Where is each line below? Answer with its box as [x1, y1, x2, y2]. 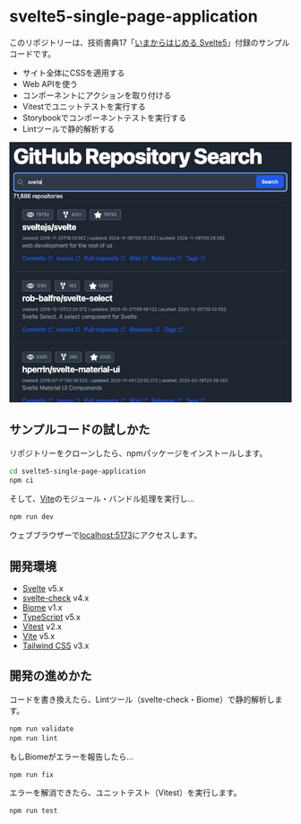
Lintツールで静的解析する [21, 123, 115, 134]
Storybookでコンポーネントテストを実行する [21, 112, 187, 123]
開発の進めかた [9, 669, 92, 684]
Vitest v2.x [21, 621, 63, 632]
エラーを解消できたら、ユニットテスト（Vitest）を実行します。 [9, 787, 242, 798]
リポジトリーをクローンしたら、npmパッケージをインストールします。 [9, 447, 268, 459]
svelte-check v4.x [21, 592, 90, 603]
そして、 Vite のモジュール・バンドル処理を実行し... [9, 494, 195, 504]
